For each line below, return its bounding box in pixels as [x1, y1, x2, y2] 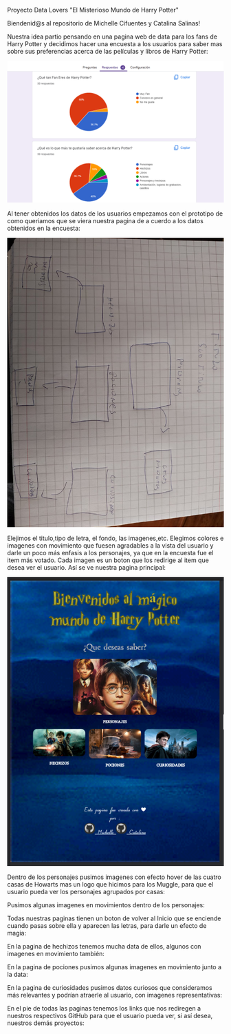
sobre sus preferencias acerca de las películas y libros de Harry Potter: [7, 48, 208, 55]
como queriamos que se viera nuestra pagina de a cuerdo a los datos [7, 216, 204, 225]
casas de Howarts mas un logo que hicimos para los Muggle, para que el [7, 880, 214, 889]
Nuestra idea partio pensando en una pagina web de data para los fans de [7, 32, 218, 41]
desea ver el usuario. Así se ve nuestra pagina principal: [7, 563, 166, 571]
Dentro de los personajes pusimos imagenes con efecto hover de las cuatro [7, 873, 221, 881]
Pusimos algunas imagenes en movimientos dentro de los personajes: [7, 901, 205, 909]
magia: [7, 929, 26, 938]
